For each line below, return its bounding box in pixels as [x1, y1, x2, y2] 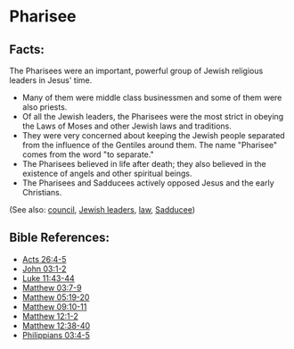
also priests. [21, 102, 68, 112]
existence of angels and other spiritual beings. [21, 168, 193, 179]
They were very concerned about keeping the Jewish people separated [21, 130, 285, 140]
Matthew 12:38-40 [21, 320, 91, 331]
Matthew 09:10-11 [21, 301, 87, 312]
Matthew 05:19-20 [21, 292, 90, 303]
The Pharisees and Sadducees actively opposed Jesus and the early [21, 178, 274, 188]
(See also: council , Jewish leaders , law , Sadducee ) [9, 204, 196, 215]
